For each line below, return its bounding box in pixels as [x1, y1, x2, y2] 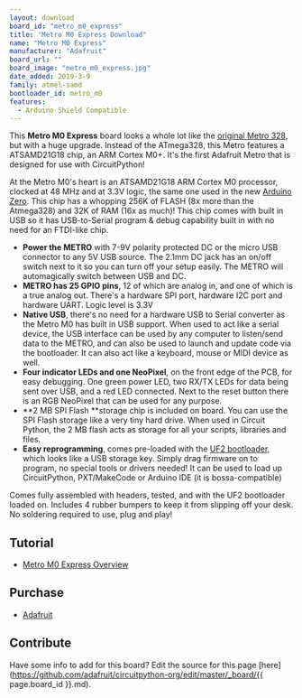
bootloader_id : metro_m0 [9, 88, 103, 98]
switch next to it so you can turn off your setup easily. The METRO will [22, 261, 284, 272]
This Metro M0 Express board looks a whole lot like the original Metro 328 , [9, 130, 288, 141]
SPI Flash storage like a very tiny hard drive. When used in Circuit [22, 414, 266, 425]
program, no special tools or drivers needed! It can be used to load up [22, 462, 282, 474]
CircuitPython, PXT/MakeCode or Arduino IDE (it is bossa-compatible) [22, 472, 282, 483]
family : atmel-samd [9, 80, 83, 89]
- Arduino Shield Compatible [17, 106, 127, 115]
